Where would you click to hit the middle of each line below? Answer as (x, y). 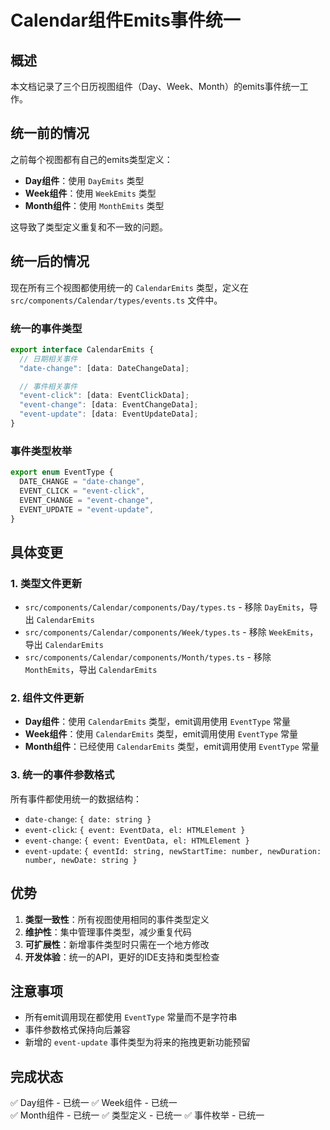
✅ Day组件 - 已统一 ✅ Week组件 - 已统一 (94, 1103)
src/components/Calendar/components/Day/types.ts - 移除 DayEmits (162, 607)
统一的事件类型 (46, 328)
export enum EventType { (62, 472)
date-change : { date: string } (88, 818)
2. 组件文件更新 (47, 698)
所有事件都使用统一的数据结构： (76, 798)
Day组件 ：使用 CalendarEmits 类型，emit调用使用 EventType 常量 (157, 722)
